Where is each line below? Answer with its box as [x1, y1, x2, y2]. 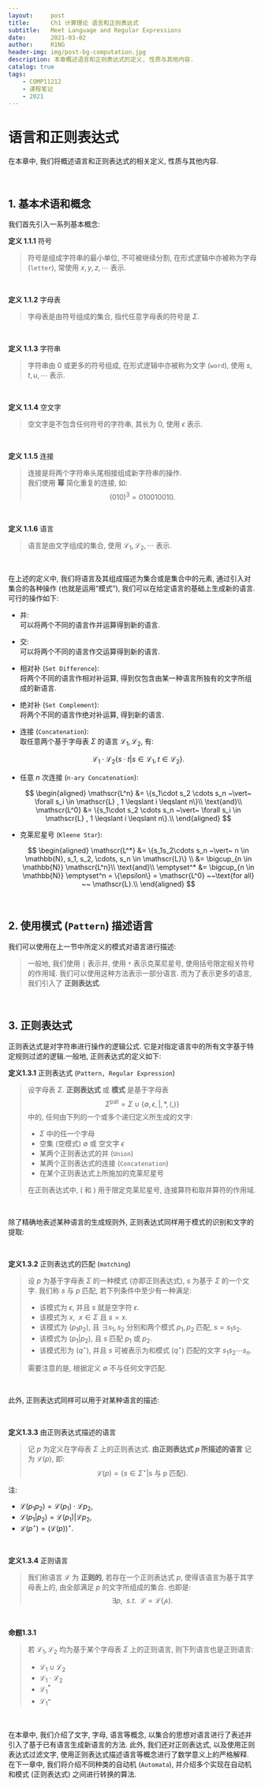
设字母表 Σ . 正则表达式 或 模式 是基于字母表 [27, 1085, 170, 1094]
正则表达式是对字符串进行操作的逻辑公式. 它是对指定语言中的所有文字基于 [8, 1041, 247, 1051]
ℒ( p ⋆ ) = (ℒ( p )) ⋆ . [19, 1522, 74, 1533]
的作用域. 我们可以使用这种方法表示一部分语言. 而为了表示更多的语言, [27, 968, 252, 977]
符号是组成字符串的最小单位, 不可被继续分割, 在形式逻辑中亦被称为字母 [27, 253, 257, 262]
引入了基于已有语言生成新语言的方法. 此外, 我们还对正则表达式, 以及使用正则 [8, 1739, 255, 1749]
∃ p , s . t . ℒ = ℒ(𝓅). [111, 1596, 174, 1605]
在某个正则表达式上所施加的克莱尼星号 [39, 1169, 164, 1178]
